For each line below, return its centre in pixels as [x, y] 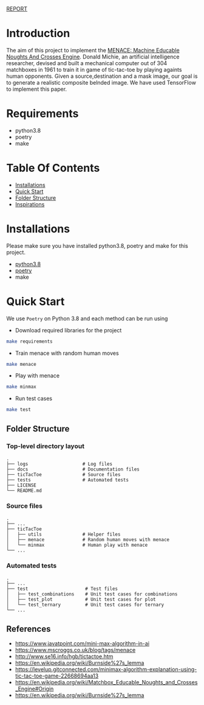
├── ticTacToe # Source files [63, 474]
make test [19, 410]
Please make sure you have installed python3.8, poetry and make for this [97, 245]
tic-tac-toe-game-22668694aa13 [57, 676]
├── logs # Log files [59, 464]
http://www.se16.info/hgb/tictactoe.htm [64, 656]
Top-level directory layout [46, 446]
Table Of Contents [53, 168]
